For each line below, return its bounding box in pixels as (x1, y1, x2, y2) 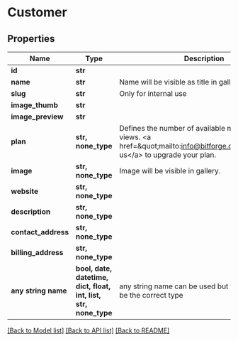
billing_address (11, 248, 64, 257)
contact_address (11, 227, 69, 237)
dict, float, (75, 281, 111, 291)
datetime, (75, 273, 108, 282)
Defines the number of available (119, 124, 225, 133)
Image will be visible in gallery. (119, 166, 221, 175)
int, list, (75, 291, 101, 300)
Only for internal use (119, 89, 187, 98)
